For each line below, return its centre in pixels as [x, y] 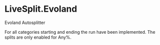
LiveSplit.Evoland [41, 9]
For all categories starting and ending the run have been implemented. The [80, 32]
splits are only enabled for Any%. [38, 37]
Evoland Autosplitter [25, 22]
